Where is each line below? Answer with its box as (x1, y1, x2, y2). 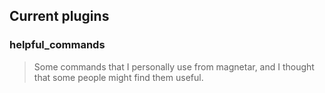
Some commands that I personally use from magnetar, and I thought (33, 60, 315, 73)
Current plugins (9, 8, 110, 25)
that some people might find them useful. (33, 71, 204, 83)
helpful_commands (9, 38, 106, 52)
